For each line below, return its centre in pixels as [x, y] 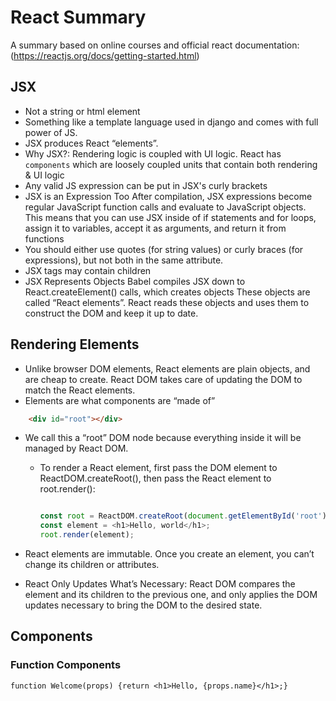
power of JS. [51, 132]
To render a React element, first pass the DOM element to [158, 468]
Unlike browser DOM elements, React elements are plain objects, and [167, 368]
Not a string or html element [82, 111]
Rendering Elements [75, 344]
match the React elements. [80, 390]
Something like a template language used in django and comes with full [171, 122]
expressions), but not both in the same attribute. [124, 260]
